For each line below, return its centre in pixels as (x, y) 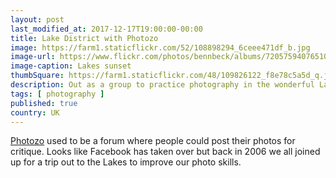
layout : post (37, 19)
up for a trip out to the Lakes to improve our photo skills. (126, 162)
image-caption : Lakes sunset (71, 66)
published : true (44, 103)
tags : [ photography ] (57, 94)
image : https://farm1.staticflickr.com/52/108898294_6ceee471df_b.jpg (160, 47)
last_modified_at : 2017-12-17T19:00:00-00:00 (106, 29)
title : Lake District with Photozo (84, 38)
